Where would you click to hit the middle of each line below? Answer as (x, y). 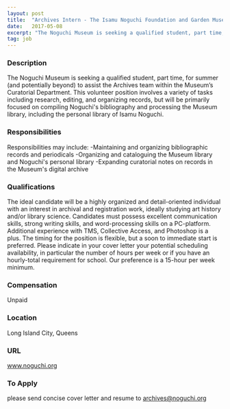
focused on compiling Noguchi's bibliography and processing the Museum (112, 107)
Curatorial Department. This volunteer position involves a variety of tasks (110, 93)
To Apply (22, 383)
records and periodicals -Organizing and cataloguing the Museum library (110, 154)
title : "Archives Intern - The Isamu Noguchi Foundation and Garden (108, 20)
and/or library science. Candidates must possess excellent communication (112, 216)
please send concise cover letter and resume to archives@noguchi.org (107, 398)
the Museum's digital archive (48, 169)
